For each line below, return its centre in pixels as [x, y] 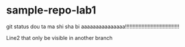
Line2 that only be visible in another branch [59, 38]
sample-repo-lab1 [51, 10]
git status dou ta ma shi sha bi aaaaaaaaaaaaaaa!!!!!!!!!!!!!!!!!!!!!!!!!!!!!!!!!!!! [93, 26]
